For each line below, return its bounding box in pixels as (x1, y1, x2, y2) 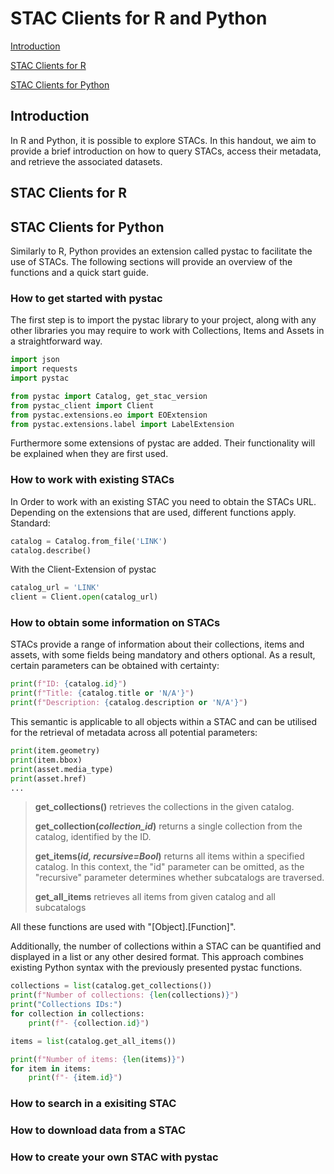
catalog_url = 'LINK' (10, 583, 101, 593)
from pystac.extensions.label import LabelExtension (10, 419, 235, 429)
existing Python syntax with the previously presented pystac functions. (10, 962, 303, 974)
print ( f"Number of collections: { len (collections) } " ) (10, 990, 240, 1001)
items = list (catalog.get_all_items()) (10, 1036, 177, 1046)
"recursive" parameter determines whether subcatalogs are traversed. (34, 872, 325, 884)
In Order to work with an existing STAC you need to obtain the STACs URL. (10, 495, 317, 507)
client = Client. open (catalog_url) (10, 592, 159, 602)
